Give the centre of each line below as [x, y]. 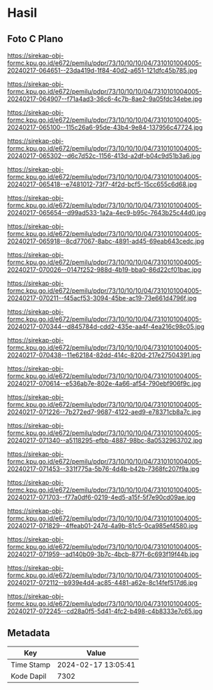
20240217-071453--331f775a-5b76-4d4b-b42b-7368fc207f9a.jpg [103, 469]
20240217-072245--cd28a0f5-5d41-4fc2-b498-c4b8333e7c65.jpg [105, 611]
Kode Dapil [29, 676]
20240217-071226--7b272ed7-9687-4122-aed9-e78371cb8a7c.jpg [104, 412]
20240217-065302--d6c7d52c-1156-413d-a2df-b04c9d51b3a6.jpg [104, 156]
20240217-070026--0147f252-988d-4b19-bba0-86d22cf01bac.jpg [104, 270]
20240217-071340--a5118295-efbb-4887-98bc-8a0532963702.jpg [105, 440]
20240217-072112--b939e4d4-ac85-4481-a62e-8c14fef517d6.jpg [102, 582]
